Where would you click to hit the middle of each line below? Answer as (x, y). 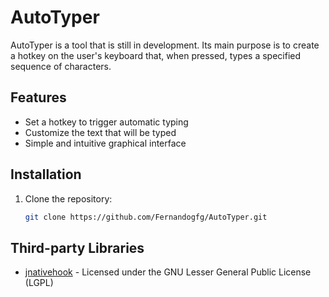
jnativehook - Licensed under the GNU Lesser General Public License (168, 272)
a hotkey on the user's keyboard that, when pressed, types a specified (156, 55)
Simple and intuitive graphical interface (105, 143)
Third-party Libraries (77, 247)
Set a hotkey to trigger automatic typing (106, 122)
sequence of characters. (61, 66)
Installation (46, 174)
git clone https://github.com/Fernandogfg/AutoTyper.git (146, 217)
